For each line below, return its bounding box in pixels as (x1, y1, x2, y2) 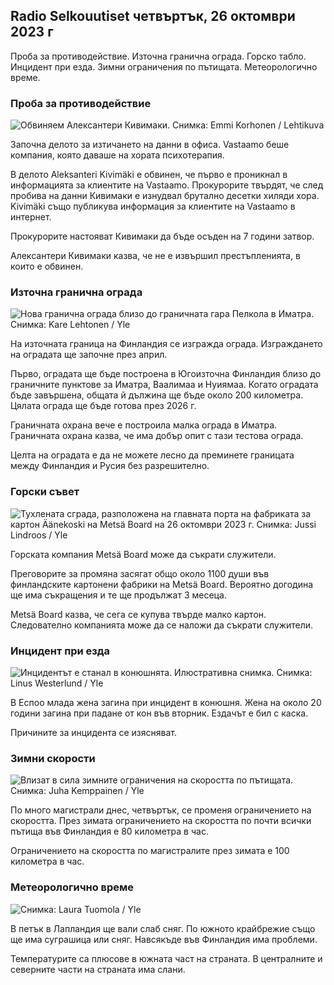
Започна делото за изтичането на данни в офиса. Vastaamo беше (10, 139, 290, 151)
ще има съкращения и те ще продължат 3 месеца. (10, 589, 227, 601)
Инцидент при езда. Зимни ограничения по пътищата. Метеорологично (10, 60, 318, 73)
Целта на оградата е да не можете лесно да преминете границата (10, 449, 295, 461)
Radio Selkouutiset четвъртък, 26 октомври (10, 8, 296, 25)
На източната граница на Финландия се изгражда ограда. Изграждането (10, 338, 323, 350)
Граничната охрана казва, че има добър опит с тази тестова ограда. (10, 430, 304, 442)
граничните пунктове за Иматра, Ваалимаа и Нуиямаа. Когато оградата (10, 379, 319, 391)
